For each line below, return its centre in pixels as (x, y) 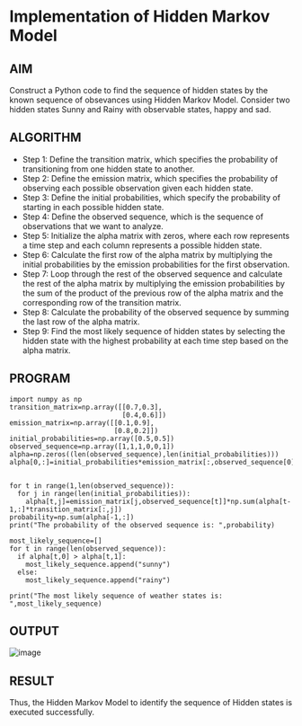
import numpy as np (46, 399)
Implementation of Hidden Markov (140, 17)
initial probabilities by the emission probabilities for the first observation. (156, 264)
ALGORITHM (45, 138)
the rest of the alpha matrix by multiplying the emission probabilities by (154, 283)
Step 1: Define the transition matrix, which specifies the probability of (150, 159)
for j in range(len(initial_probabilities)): (104, 493)
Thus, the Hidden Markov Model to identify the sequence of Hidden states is (151, 703)
